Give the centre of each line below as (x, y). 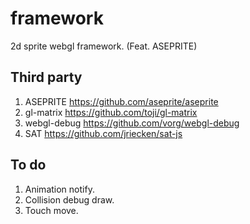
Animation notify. (59, 189)
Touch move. (51, 210)
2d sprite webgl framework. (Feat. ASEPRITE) (104, 46)
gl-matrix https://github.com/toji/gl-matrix (111, 112)
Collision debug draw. (69, 199)
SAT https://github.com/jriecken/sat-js (103, 133)
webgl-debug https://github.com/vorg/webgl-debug (132, 123)
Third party (46, 77)
